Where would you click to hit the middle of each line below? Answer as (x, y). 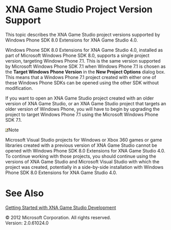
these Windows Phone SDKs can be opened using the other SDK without (82, 83)
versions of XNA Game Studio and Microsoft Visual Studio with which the (82, 161)
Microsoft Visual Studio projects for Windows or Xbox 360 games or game (84, 140)
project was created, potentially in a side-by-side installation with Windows (84, 167)
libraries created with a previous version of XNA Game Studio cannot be (81, 145)
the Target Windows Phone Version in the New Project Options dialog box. (85, 72)
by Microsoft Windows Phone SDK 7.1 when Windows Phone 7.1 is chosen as (85, 66)
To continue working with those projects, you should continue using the (81, 156)
